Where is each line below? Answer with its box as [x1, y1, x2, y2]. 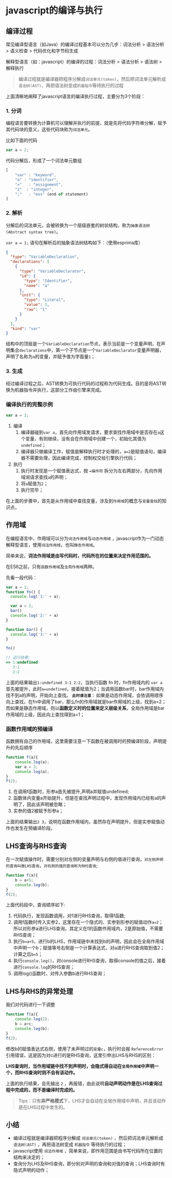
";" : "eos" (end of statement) [15, 191, 88, 197]
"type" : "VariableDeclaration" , [10, 255, 80, 260]
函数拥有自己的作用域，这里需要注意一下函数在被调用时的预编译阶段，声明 [6, 738, 162, 744]
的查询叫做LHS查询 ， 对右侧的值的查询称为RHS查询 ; [6, 863, 98, 869]
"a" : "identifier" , [15, 177, 59, 182]
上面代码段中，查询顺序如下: [6, 902, 66, 908]
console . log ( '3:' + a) [10, 632, 59, 637]
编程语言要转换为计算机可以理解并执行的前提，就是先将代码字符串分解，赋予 [6, 120, 167, 126]
